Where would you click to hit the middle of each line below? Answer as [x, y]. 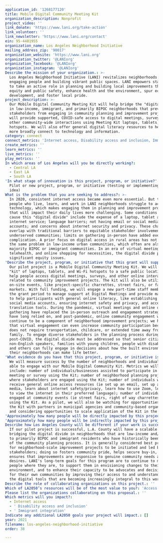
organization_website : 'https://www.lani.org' [53, 55]
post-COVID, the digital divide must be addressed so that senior [78, 339]
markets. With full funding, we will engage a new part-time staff [79, 289]
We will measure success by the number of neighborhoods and [73, 362]
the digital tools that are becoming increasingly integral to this [80, 479]
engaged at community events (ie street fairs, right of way [73, 398]
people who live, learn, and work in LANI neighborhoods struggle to [81, 204]
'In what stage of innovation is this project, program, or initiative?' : [82, 181]
